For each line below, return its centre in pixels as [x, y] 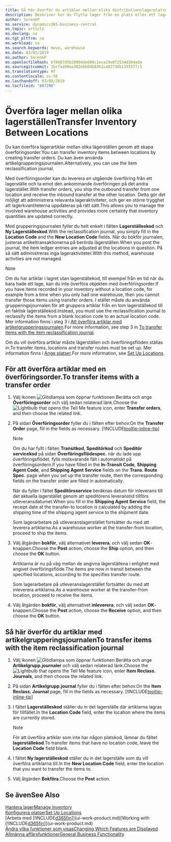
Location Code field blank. [40, 748]
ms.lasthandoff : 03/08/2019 [35, 81]
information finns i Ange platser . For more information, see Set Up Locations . [85, 353]
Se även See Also [33, 795]
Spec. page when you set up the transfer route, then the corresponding [88, 476]
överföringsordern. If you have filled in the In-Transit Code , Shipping [84, 465]
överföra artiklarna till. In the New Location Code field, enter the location [88, 764]
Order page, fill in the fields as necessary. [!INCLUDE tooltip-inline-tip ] [86, 429]
